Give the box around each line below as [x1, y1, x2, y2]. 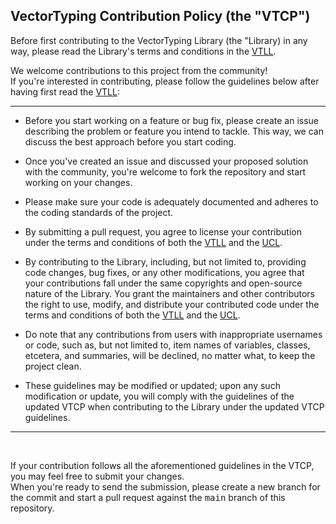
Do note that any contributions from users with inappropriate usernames [24, 328, 323, 340]
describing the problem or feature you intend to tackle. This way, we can [24, 125, 324, 137]
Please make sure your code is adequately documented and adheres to [24, 195, 319, 208]
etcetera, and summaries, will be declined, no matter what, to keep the [24, 349, 316, 361]
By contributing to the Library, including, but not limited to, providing [24, 255, 307, 268]
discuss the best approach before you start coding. [24, 135, 237, 148]
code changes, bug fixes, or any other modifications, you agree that [24, 266, 305, 278]
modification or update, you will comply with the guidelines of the [24, 390, 295, 402]
